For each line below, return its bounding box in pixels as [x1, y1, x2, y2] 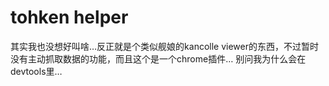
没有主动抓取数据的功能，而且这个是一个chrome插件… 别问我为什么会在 [10, 52, 307, 65]
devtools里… [10, 65, 63, 77]
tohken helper [10, 6, 129, 29]
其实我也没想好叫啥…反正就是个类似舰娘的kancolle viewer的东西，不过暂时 [10, 40, 319, 52]
